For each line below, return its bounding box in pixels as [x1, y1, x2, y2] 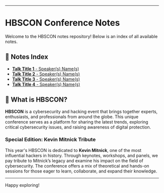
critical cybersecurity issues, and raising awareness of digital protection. [5, 124, 151, 130]
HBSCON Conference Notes [5, 18, 121, 28]
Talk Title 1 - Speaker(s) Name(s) [12, 65, 80, 71]
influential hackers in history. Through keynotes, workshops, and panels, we [5, 152, 158, 158]
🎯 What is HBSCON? [5, 96, 67, 104]
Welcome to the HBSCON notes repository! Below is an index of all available [5, 33, 158, 39]
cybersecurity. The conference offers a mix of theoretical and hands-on [5, 163, 150, 169]
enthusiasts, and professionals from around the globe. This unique [5, 113, 139, 120]
